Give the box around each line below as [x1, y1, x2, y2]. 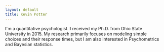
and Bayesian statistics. [5, 41, 53, 47]
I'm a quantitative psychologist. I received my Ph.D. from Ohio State [5, 25, 142, 31]
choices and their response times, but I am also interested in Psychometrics [5, 36, 160, 42]
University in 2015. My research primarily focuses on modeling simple [5, 31, 147, 37]
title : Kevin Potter [5, 12, 48, 17]
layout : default [5, 7, 39, 12]
